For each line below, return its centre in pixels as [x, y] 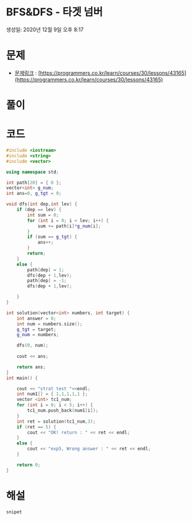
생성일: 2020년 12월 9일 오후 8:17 [45, 29]
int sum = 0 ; [43, 215]
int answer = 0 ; [37, 318]
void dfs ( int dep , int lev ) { [42, 204]
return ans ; [31, 367]
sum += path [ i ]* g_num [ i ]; [69, 226]
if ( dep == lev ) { [39, 210]
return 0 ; [29, 465]
